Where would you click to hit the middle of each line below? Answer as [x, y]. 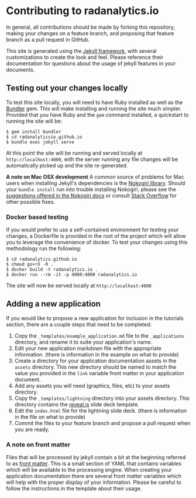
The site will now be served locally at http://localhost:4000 [79, 285]
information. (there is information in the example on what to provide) [97, 354]
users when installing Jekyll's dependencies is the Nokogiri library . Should [96, 183]
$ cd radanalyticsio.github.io [44, 137]
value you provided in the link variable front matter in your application [99, 373]
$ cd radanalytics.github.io [42, 260]
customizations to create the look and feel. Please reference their [85, 57]
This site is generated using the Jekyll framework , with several [81, 51]
